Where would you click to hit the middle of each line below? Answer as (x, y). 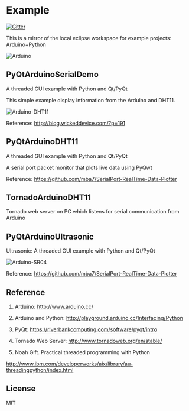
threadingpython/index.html (40, 370)
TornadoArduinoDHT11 (49, 197)
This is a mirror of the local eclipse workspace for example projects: (89, 38)
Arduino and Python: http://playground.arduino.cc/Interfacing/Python (99, 318)
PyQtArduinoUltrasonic (50, 236)
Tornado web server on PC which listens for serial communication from (93, 212)
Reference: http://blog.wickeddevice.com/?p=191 (66, 123)
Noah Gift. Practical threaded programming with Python (82, 352)
